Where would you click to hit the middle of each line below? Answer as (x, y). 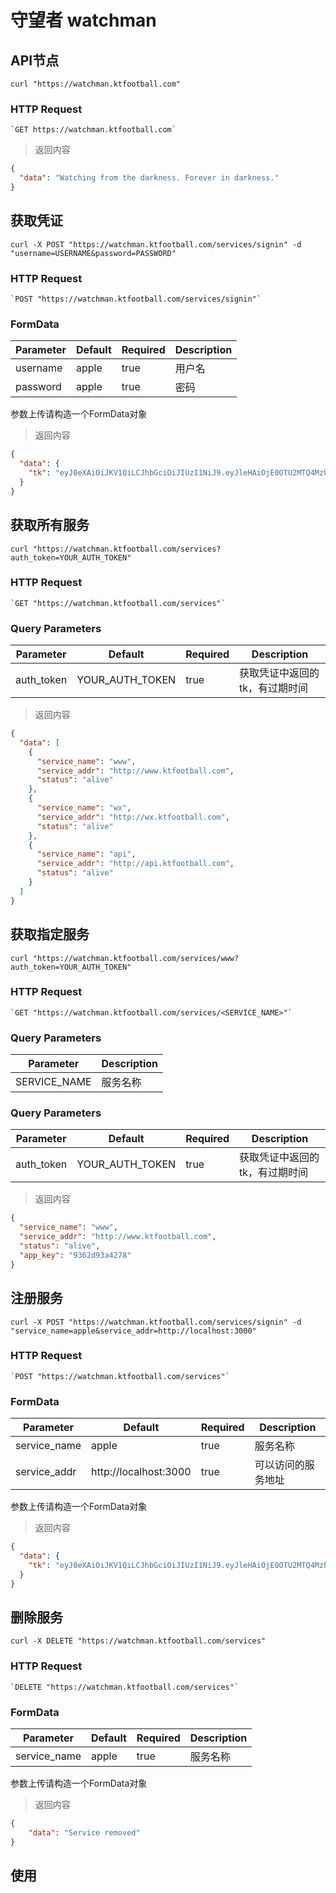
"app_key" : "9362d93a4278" (75, 1255)
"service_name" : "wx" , (84, 808)
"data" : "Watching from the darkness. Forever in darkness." (149, 178)
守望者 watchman (83, 20)
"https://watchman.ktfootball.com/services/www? (136, 958)
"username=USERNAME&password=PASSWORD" (93, 253)
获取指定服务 (50, 934)
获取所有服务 (50, 525)
